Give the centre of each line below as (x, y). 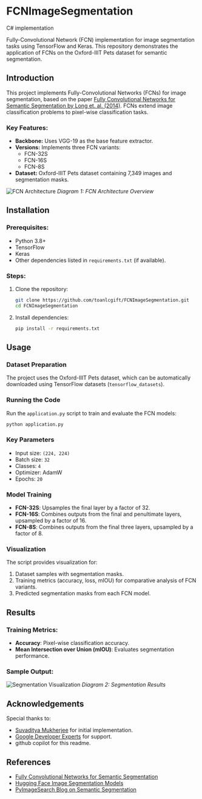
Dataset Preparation (36, 364)
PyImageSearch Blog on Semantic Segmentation (76, 790)
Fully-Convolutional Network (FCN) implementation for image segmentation (101, 39)
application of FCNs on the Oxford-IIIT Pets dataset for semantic (87, 52)
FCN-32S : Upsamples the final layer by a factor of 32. (82, 508)
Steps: (16, 276)
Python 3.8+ (31, 241)
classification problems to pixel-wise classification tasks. (77, 112)
